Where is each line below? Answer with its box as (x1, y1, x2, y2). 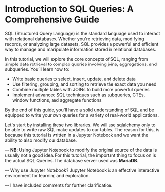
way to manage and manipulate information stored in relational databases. (5, 46, 157, 52)
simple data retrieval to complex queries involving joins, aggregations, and (5, 61, 157, 67)
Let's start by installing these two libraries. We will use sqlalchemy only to (5, 122, 156, 128)
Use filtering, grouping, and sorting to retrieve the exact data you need (12, 81, 157, 87)
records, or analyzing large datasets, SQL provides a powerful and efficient (5, 41, 159, 47)
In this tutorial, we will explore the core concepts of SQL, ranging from (5, 56, 148, 62)
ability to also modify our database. (5, 137, 77, 143)
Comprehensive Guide (5, 14, 100, 25)
